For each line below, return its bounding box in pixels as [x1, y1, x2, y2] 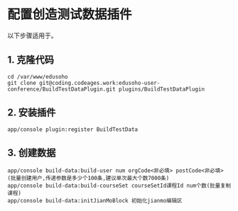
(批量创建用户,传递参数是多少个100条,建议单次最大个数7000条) [7, 175, 170, 182]
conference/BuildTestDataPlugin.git [7, 86, 116, 93]
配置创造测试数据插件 [7, 6, 133, 23]
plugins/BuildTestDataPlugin [118, 86, 205, 93]
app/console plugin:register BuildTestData [7, 125, 139, 133]
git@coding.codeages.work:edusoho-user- [38, 79, 161, 86]
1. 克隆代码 [7, 54, 55, 66]
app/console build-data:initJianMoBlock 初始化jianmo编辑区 [7, 198, 183, 205]
